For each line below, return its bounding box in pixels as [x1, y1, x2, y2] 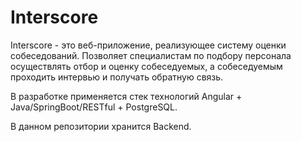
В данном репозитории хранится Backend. [10, 120, 192, 132]
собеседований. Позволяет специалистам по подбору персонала [10, 49, 292, 61]
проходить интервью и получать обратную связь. [10, 71, 224, 83]
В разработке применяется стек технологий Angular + [10, 90, 243, 102]
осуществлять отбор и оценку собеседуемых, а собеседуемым [10, 60, 283, 72]
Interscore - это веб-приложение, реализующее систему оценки [10, 39, 287, 51]
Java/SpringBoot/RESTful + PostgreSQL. [10, 101, 178, 113]
